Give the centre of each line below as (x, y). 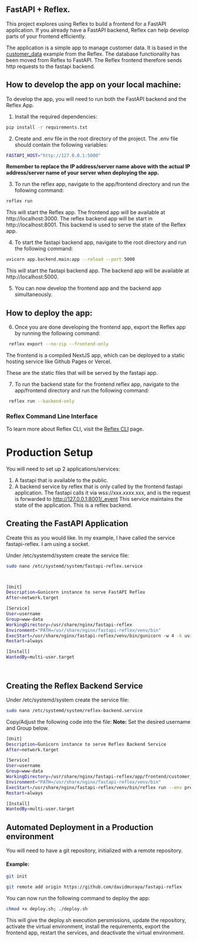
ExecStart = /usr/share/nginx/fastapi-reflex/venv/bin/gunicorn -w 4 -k (94, 636)
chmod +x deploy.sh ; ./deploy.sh (47, 909)
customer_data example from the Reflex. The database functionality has (93, 54)
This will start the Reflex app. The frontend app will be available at (86, 212)
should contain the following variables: (61, 145)
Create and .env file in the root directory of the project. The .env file (96, 138)
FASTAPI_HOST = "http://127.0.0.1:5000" (53, 155)
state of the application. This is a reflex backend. (73, 505)
